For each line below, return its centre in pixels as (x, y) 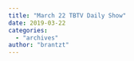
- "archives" (37, 38)
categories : (28, 30)
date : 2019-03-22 (37, 23)
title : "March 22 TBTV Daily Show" (67, 15)
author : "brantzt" (39, 45)
